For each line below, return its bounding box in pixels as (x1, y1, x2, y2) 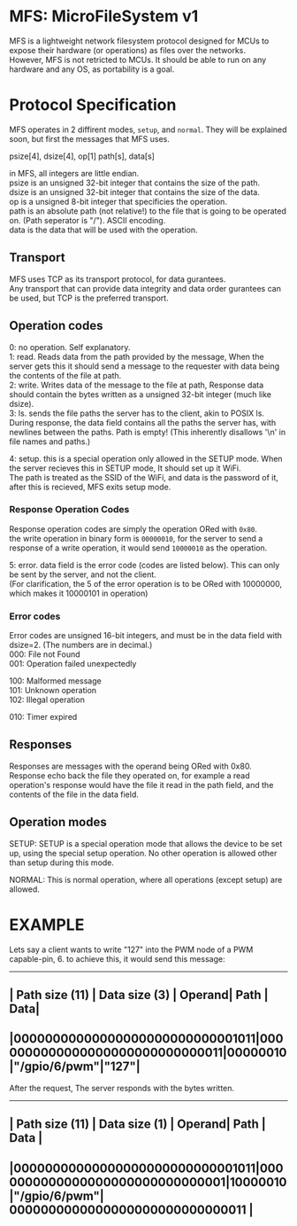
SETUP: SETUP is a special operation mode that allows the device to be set (9, 838, 283, 848)
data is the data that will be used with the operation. (9, 224, 198, 235)
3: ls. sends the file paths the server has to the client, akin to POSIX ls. (9, 408, 265, 418)
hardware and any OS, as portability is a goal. (9, 64, 175, 74)
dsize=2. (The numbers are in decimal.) (9, 640, 153, 651)
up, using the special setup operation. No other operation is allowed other (9, 847, 278, 858)
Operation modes (9, 815, 108, 830)
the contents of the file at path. (9, 370, 122, 380)
